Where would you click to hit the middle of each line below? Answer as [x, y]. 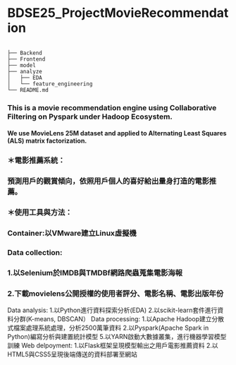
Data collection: [35, 253]
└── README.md [28, 90]
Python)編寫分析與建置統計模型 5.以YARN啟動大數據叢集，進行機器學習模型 [117, 337]
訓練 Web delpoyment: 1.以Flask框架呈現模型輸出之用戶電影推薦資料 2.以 [113, 346]
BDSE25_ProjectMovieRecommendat [118, 13]
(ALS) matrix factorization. [47, 141]
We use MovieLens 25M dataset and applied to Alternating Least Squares [117, 133]
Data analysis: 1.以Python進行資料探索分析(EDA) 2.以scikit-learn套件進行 [112, 310]
